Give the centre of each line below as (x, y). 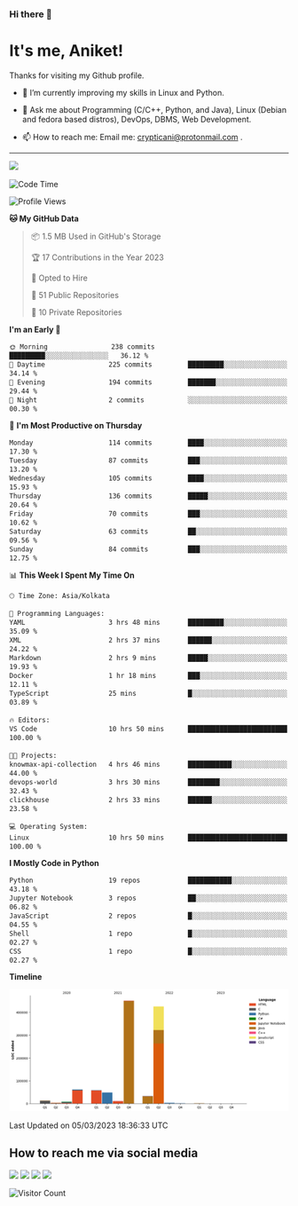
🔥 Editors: (30, 720)
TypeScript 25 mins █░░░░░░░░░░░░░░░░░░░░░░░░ (149, 693)
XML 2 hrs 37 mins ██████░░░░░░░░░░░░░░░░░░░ (149, 640)
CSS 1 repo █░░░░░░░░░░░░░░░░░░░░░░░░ (149, 951)
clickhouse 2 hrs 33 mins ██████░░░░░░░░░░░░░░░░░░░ (149, 800)
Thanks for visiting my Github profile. (77, 75)
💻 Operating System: (49, 826)
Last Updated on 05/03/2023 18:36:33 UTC (89, 1125)
